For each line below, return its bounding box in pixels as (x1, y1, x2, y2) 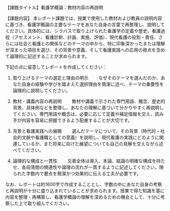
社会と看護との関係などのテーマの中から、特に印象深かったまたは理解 (18, 41, 165, 47)
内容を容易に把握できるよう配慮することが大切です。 (21, 117, 133, 123)
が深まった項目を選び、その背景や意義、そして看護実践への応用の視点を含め (5, 47, 165, 53)
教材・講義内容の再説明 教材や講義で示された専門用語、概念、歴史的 (12, 98, 165, 104)
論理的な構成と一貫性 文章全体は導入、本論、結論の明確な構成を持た (12, 158, 165, 164)
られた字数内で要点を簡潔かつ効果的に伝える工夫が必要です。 (12, 170, 141, 177)
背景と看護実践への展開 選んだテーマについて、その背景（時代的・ (12, 128, 161, 134)
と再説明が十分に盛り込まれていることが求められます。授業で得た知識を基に (5, 188, 165, 194)
